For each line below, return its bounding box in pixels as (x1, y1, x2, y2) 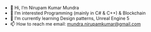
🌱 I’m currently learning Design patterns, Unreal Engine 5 (10, 15, 130, 21)
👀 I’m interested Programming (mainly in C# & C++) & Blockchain (10, 10, 146, 16)
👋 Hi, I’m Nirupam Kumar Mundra (10, 5, 79, 10)
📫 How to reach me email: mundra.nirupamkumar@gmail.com (10, 21, 141, 27)
